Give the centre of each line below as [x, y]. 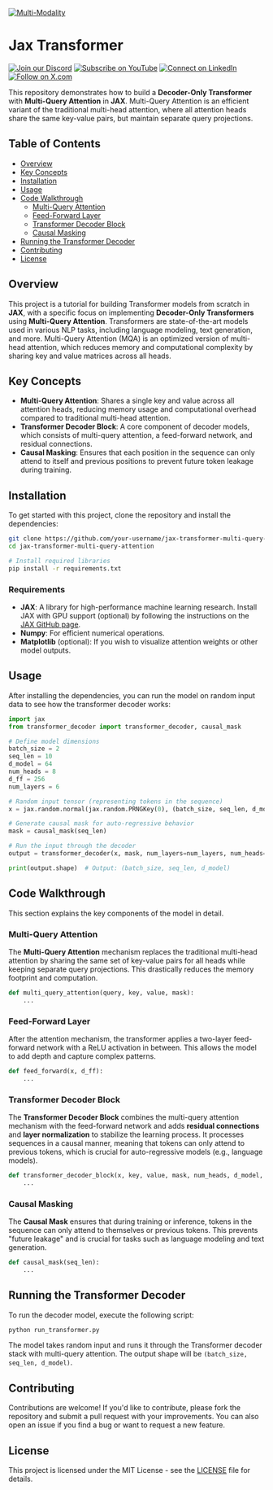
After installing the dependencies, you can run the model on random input [132, 695]
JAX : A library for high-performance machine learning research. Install [139, 607]
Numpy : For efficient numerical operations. [92, 633]
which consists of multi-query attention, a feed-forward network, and [136, 435]
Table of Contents [55, 144]
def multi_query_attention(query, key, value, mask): [102, 993]
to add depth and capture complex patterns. [82, 1056]
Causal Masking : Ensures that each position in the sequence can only [138, 452]
